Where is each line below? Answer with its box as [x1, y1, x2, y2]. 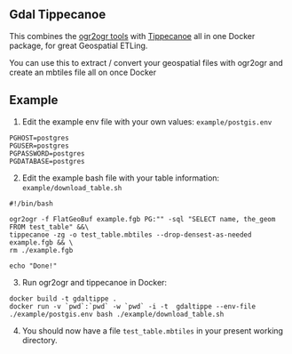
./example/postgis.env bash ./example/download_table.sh [9, 310, 225, 318]
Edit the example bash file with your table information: [21, 173, 220, 183]
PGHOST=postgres [9, 133, 69, 142]
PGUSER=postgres [9, 141, 69, 150]
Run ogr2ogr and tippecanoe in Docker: [21, 277, 167, 287]
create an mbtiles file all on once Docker [9, 67, 157, 77]
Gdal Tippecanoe [9, 7, 107, 22]
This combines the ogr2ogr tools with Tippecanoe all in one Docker [9, 30, 256, 41]
